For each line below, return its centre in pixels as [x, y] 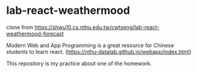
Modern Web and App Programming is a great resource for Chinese [90, 45]
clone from [20, 27]
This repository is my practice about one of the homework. [79, 63]
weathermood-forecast [35, 33]
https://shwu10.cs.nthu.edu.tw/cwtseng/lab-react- [97, 27]
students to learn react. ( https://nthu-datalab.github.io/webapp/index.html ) [99, 51]
